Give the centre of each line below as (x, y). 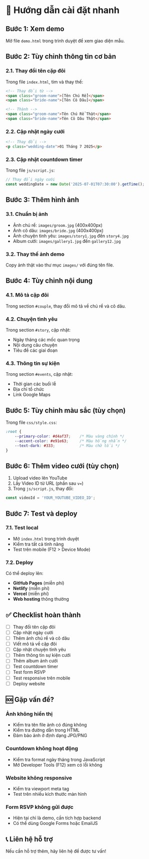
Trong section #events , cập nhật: (39, 374)
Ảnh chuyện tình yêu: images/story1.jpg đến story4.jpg (71, 236)
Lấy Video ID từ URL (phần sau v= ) (48, 483)
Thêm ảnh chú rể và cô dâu (41, 638)
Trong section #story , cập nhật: (38, 330)
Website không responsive (39, 778)
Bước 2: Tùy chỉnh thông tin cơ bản (61, 56)
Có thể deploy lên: (24, 574)
